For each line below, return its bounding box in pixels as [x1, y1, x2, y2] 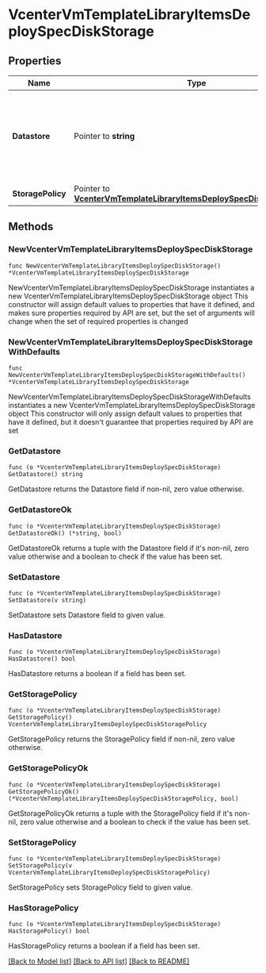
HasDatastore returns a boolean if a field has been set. [8, 669, 187, 679]
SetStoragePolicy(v [8, 862, 73, 870]
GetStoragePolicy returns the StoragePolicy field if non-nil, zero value [8, 734, 235, 744]
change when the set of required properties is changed [8, 316, 188, 326]
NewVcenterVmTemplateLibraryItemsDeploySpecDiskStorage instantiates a [8, 283, 255, 292]
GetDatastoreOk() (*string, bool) [8, 529, 123, 537]
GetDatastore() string [8, 471, 83, 479]
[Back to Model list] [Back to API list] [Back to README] [8, 956, 190, 966]
